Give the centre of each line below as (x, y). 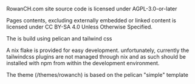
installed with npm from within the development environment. (83, 63)
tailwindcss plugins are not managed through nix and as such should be (96, 57)
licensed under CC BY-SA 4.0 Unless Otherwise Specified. (80, 27)
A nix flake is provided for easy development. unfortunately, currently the (98, 50)
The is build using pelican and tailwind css (59, 38)
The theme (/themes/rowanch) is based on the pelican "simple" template (97, 75)
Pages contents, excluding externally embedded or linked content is (91, 20)
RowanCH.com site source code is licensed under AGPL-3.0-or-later (92, 9)
